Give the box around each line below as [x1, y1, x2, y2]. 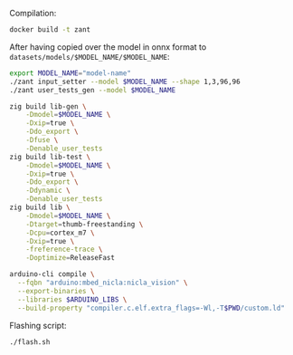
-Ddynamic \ [25, 186, 71, 196]
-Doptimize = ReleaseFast [25, 254, 116, 263]
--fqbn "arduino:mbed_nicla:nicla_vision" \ [17, 278, 188, 287]
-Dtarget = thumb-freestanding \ [25, 219, 144, 229]
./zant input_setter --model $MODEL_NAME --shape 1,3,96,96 [9, 77, 241, 86]
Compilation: [9, 8, 57, 18]
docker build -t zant [9, 25, 91, 34]
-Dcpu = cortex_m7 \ [25, 228, 95, 237]
